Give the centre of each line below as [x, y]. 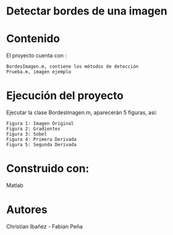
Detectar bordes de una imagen [87, 11]
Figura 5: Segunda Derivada [42, 145]
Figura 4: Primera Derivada [42, 140]
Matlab [15, 185]
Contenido [33, 39]
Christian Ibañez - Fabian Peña [45, 226]
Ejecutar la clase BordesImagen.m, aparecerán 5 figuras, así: [82, 112]
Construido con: [48, 169]
